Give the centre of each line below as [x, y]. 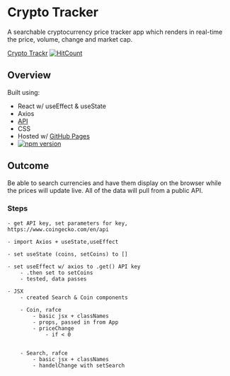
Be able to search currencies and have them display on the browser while [114, 183]
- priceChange [53, 328]
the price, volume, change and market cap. [70, 39]
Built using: [24, 92]
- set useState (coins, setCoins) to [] [68, 254]
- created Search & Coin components [74, 298]
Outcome [28, 166]
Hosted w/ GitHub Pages [54, 136]
